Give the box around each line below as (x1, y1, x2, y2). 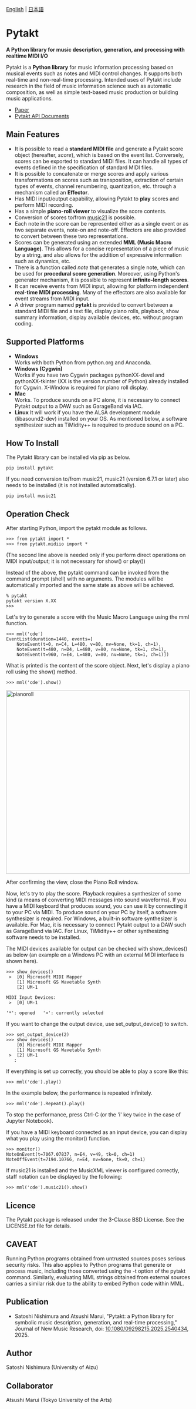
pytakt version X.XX (6, 598, 57, 604)
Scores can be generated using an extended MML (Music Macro (14, 239, 172, 246)
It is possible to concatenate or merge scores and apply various (14, 170, 169, 177)
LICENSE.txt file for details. (6, 1222, 72, 1229)
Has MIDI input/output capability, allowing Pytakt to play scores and (14, 195, 179, 202)
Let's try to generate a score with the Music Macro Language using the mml (6, 613, 190, 620)
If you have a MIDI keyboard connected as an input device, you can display (6, 1129, 188, 1136)
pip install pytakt (6, 465, 54, 471)
